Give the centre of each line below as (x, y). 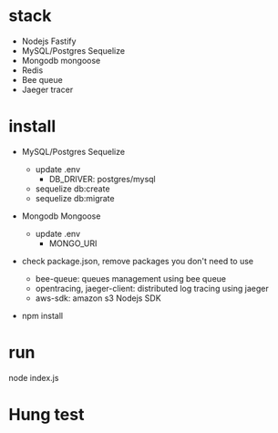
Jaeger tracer (47, 89)
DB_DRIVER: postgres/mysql (102, 179)
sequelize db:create (72, 189)
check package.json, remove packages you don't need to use (138, 261)
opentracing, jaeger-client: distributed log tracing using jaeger (152, 288)
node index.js (34, 377)
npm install (42, 315)
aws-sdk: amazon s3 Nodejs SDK (98, 298)
